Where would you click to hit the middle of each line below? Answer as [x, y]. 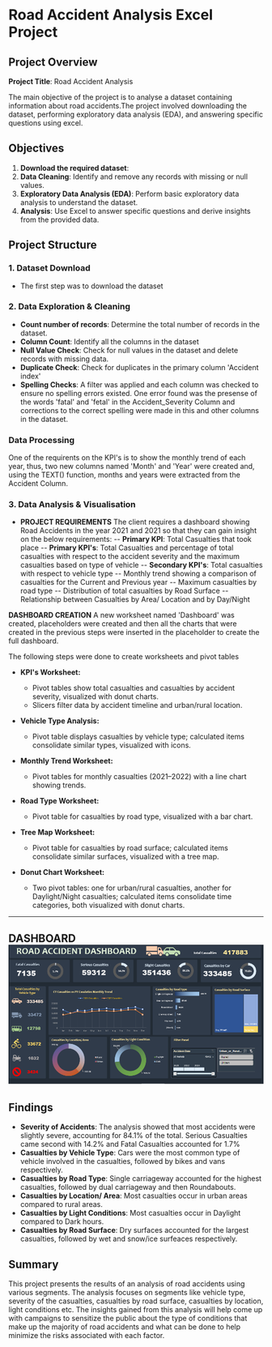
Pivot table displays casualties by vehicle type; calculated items [138, 737]
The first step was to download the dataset [91, 286]
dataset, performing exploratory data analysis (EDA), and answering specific [136, 114]
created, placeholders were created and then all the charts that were [123, 624]
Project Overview [53, 62]
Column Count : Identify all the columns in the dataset [110, 341]
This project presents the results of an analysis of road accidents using [127, 1284]
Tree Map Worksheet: [57, 833]
